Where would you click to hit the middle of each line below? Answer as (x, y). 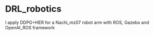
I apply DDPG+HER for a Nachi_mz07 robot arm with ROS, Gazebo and (77, 22)
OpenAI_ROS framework (30, 27)
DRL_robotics (33, 9)
